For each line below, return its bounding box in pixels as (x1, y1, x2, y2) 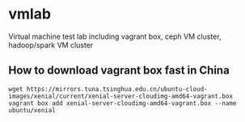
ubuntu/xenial (8, 106, 57, 114)
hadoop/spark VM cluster (8, 40, 94, 49)
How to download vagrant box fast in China (8, 64, 230, 78)
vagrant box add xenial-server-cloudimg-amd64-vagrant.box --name (8, 99, 237, 107)
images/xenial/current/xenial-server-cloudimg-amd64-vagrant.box (8, 92, 233, 100)
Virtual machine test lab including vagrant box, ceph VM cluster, (8, 32, 222, 41)
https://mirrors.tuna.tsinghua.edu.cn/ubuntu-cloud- (26, 85, 208, 93)
